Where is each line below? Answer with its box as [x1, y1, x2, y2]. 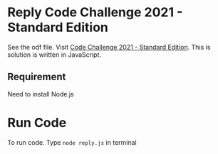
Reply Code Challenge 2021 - [7, 4, 183, 21]
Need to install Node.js [7, 89, 74, 98]
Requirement [7, 71, 66, 83]
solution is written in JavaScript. [7, 50, 102, 59]
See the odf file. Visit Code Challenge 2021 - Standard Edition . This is [7, 43, 211, 51]
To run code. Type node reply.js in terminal [7, 138, 137, 146]
